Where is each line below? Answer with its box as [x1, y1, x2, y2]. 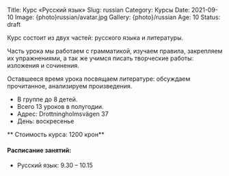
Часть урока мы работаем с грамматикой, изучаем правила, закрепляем [7, 47, 223, 55]
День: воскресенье [16, 117, 75, 125]
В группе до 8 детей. [16, 95, 78, 103]
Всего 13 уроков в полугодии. [16, 103, 104, 110]
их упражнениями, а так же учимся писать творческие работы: [7, 54, 194, 62]
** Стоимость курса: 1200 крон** [7, 130, 105, 138]
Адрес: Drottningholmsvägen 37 [16, 110, 109, 118]
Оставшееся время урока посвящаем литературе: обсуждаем [7, 75, 191, 83]
